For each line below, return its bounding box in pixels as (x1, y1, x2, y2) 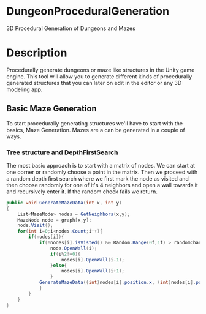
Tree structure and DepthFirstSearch (6, 148, 118, 157)
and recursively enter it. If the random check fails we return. (6, 188, 158, 195)
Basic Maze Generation (6, 103, 97, 114)
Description (6, 46, 67, 60)
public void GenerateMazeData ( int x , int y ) (6, 200, 122, 206)
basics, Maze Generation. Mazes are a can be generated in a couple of (6, 126, 185, 133)
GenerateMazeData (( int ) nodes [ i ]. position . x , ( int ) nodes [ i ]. (39, 280, 196, 286)
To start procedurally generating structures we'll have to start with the (6, 119, 183, 127)
